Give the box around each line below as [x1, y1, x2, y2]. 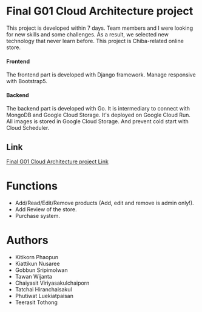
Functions [6, 179, 58, 193]
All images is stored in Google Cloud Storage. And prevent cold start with [6, 118, 189, 125]
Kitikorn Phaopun [15, 254, 59, 261]
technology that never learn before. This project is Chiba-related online [6, 37, 184, 44]
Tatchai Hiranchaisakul [15, 286, 72, 293]
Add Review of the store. [15, 206, 77, 213]
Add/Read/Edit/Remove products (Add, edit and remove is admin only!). [15, 199, 194, 207]
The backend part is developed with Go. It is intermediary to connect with [6, 105, 190, 112]
